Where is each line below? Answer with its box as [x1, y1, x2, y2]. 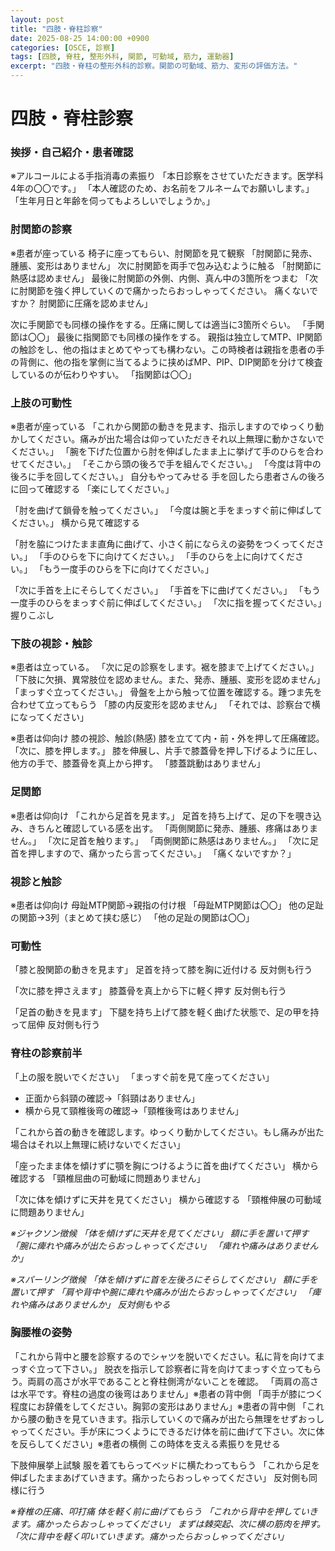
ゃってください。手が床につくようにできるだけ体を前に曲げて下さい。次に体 [10, 1425, 325, 1437]
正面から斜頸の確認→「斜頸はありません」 [24, 1092, 200, 1104]
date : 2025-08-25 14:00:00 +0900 [10, 33, 150, 43]
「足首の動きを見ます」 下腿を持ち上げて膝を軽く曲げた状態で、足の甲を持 [10, 1006, 320, 1018]
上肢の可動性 [10, 396, 73, 410]
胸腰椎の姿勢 [10, 1326, 73, 1340]
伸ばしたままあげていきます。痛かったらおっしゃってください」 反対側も [10, 1471, 309, 1483]
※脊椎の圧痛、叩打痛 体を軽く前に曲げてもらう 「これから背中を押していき [10, 1505, 318, 1517]
